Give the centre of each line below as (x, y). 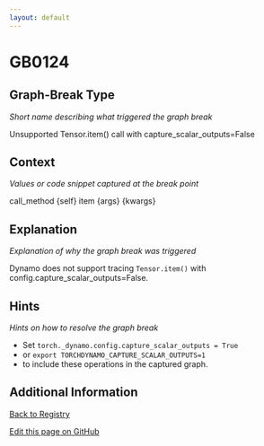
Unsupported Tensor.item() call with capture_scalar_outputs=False (132, 134)
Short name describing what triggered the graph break (111, 117)
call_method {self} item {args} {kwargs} (83, 201)
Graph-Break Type (62, 95)
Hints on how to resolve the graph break (84, 328)
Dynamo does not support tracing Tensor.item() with (108, 268)
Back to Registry (40, 414)
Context (32, 162)
